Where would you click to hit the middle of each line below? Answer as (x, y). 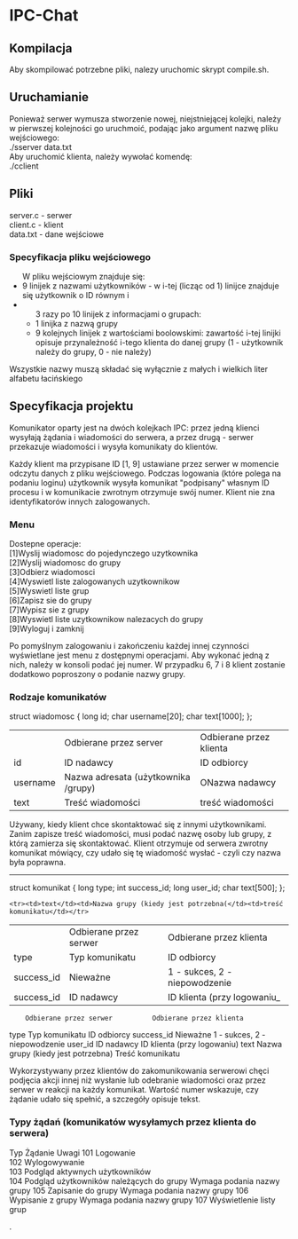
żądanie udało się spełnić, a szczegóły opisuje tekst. (105, 1099)
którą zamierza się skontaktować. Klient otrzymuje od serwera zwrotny (139, 843)
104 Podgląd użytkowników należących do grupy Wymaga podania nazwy (145, 1180)
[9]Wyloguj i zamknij (47, 629)
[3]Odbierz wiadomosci (52, 572)
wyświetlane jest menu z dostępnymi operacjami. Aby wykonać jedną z (140, 655)
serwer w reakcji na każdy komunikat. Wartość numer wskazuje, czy (134, 1090)
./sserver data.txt (41, 146)
